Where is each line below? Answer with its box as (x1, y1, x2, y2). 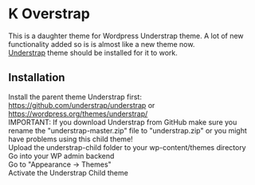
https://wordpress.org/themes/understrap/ (8, 109, 148, 118)
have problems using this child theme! (8, 134, 133, 144)
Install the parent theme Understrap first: (8, 92, 142, 102)
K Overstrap (8, 5, 90, 23)
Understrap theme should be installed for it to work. (8, 48, 178, 57)
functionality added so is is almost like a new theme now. (8, 39, 195, 48)
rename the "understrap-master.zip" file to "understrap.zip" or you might (8, 125, 247, 135)
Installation (8, 71, 65, 84)
